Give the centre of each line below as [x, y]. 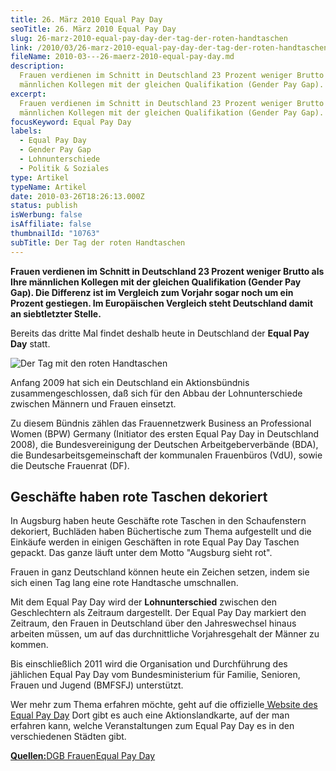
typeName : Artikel [48, 187]
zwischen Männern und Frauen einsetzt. [93, 403]
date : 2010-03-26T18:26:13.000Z [77, 196]
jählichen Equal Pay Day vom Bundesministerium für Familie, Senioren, [155, 675]
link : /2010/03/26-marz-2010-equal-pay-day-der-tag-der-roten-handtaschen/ [171, 47]
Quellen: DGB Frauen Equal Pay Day [83, 756]
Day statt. [30, 343]
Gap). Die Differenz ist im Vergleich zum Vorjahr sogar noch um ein [152, 292]
